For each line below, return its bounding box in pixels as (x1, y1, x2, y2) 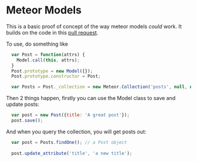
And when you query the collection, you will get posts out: (6, 128, 147, 135)
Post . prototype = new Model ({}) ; (11, 68, 93, 74)
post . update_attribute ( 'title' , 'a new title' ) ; (11, 150, 133, 156)
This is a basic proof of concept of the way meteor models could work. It (6, 23, 182, 30)
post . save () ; (11, 118, 43, 123)
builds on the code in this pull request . (6, 29, 98, 36)
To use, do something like (6, 40, 69, 47)
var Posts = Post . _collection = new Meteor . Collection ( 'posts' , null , (11, 84, 188, 90)
